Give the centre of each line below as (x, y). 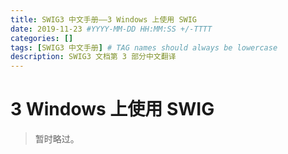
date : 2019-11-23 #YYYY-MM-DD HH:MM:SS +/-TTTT (111, 29)
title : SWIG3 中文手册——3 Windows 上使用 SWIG (104, 19)
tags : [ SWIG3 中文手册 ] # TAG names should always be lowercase (144, 47)
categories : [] (42, 38)
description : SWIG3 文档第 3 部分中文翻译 (93, 57)
